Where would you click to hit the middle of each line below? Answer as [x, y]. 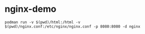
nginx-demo [31, 9]
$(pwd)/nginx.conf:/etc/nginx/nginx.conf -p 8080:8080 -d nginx [72, 26]
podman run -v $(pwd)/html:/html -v [42, 22]
